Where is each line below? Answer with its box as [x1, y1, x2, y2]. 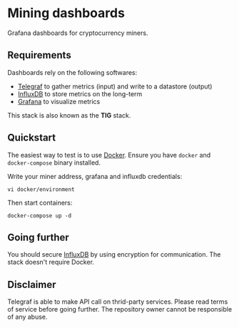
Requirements [7, 49, 71, 61]
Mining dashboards [7, 5, 125, 21]
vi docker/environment [7, 185, 75, 193]
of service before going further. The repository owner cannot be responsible [7, 305, 233, 314]
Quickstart [7, 132, 56, 144]
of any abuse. [7, 312, 48, 322]
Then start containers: [7, 198, 73, 207]
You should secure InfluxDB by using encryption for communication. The [7, 250, 221, 259]
